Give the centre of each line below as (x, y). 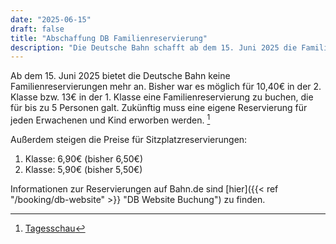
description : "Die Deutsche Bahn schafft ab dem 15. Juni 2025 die (154, 47)
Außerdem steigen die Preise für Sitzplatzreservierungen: (129, 139)
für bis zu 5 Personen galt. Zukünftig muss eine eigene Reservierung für (159, 108)
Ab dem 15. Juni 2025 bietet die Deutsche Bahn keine (120, 76)
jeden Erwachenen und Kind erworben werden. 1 (110, 119)
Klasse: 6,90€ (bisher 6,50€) (84, 158)
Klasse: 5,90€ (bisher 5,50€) (83, 169)
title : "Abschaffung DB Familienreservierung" (109, 38)
